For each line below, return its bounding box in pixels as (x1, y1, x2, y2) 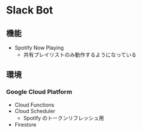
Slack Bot (6, 4, 53, 17)
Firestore (14, 121, 37, 128)
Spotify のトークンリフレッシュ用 (23, 114, 104, 121)
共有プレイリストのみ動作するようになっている (23, 51, 137, 58)
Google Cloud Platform (6, 88, 72, 96)
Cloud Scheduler (14, 107, 56, 114)
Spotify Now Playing (14, 45, 64, 51)
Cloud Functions (14, 101, 55, 108)
